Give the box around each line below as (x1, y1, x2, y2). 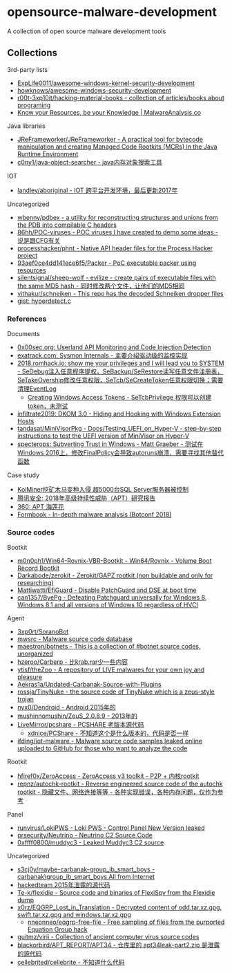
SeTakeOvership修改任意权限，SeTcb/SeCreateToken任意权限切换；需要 (17, 376, 224, 384)
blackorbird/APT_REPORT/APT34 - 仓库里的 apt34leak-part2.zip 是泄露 (17, 941, 220, 949)
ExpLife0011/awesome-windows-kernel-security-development (17, 79, 195, 87)
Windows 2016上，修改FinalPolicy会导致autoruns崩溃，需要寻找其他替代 (17, 449, 224, 457)
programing (17, 101, 51, 109)
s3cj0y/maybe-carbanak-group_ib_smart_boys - (17, 865, 155, 873)
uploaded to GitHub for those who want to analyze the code (17, 744, 188, 752)
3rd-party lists (7, 65, 48, 73)
